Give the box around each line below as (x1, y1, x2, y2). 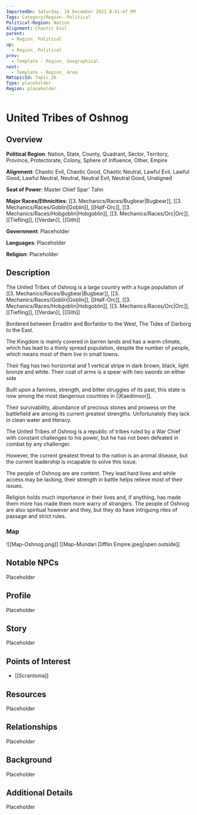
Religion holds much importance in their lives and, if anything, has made (6, 494, 181, 501)
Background (6, 755, 52, 765)
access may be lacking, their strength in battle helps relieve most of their (6, 476, 183, 483)
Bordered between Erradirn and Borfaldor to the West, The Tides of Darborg (6, 320, 192, 327)
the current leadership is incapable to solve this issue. (6, 458, 137, 465)
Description (6, 268, 50, 278)
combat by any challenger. (6, 440, 71, 447)
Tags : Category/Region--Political (6, 14, 91, 20)
